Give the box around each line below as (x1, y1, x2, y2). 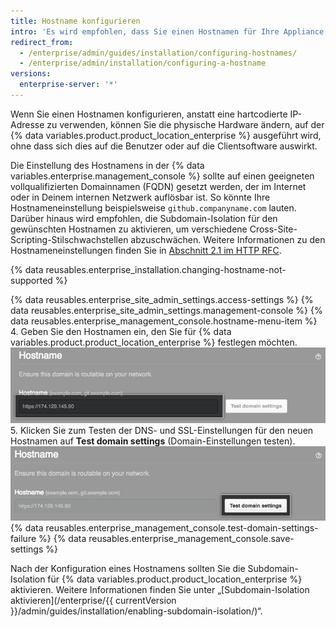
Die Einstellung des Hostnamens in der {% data (10, 159, 205, 171)
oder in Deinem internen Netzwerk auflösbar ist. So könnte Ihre (10, 191, 271, 203)
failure (10, 532, 37, 544)
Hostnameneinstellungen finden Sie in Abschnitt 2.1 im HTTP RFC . (10, 244, 282, 256)
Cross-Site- (249, 223, 298, 235)
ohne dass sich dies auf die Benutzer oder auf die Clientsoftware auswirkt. (10, 140, 318, 152)
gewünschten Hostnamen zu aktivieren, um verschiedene (10, 223, 248, 235)
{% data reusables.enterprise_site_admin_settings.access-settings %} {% (10, 293, 314, 305)
